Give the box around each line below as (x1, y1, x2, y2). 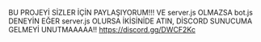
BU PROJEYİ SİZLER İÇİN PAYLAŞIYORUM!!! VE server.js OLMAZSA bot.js (8, 8, 253, 17)
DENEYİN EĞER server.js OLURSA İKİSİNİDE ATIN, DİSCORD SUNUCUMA (8, 16, 253, 26)
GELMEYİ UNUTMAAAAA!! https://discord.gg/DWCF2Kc (8, 25, 196, 34)
